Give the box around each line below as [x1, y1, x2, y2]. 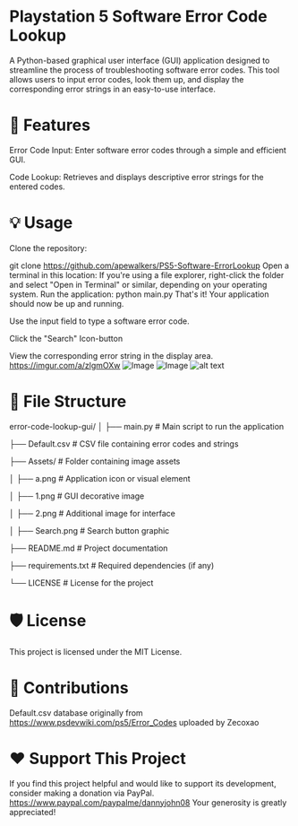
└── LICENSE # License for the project [9, 577, 154, 588]
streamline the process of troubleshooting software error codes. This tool [9, 65, 280, 75]
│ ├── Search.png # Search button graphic [9, 525, 170, 535]
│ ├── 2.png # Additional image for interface [9, 508, 176, 518]
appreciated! [9, 806, 56, 817]
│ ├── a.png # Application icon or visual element [9, 473, 191, 483]
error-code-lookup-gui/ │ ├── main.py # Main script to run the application [9, 421, 285, 431]
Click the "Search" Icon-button [9, 333, 123, 343]
